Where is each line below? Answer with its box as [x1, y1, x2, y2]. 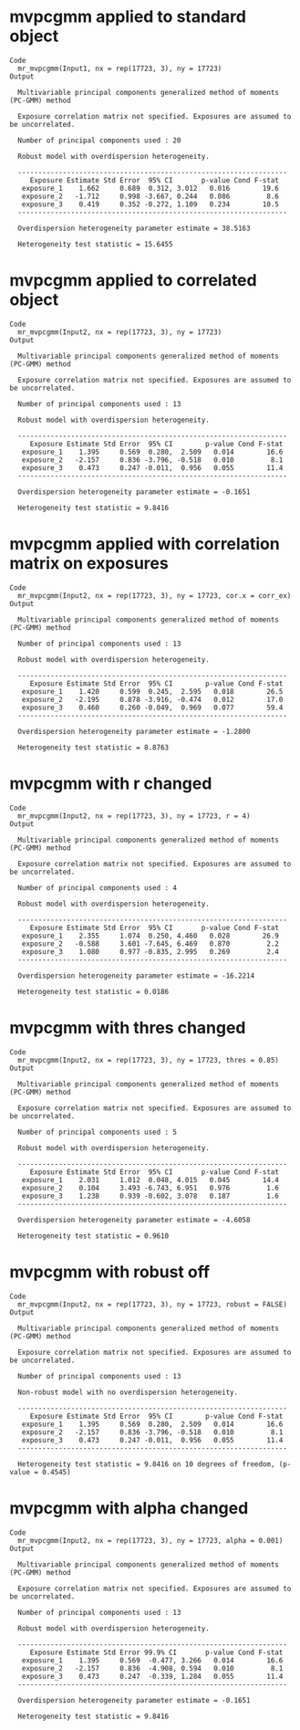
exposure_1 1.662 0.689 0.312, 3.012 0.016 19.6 [21, 183, 280, 193]
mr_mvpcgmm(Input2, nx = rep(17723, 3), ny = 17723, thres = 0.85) [17, 1055, 280, 1064]
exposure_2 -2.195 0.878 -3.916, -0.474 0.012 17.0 [21, 695, 284, 704]
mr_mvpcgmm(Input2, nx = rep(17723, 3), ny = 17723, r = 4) [17, 811, 251, 821]
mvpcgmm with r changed [9, 773, 212, 793]
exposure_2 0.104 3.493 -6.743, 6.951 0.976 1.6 [21, 1183, 280, 1192]
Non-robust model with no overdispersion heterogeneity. [17, 1388, 239, 1397]
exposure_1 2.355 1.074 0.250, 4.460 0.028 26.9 [21, 931, 280, 940]
